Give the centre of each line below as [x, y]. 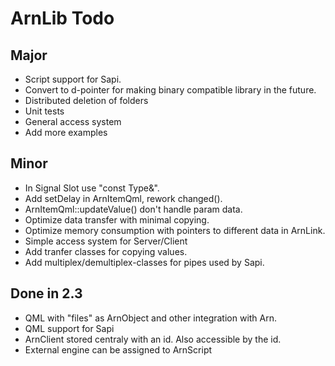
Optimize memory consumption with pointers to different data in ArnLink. [175, 230]
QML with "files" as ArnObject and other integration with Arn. [151, 318]
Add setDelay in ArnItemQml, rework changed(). [123, 198]
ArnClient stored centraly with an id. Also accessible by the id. [153, 339]
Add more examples [66, 132]
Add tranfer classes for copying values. [106, 251]
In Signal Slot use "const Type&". [92, 188]
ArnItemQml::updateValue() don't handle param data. [133, 209]
